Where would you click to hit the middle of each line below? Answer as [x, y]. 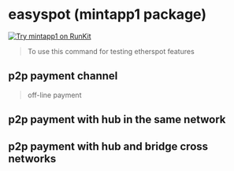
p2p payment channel [63, 76]
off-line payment [54, 95]
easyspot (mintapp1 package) [108, 15]
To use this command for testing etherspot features [111, 51]
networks [32, 158]
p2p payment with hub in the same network [117, 120]
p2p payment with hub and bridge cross [108, 146]
